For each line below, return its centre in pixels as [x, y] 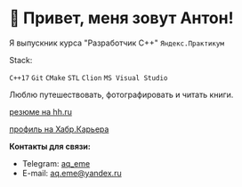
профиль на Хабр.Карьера [59, 129]
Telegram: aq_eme [56, 163]
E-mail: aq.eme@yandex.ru [72, 173]
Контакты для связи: [50, 146]
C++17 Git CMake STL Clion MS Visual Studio [89, 78]
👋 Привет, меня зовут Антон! [121, 18]
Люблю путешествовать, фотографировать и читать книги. [121, 94]
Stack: [21, 60]
